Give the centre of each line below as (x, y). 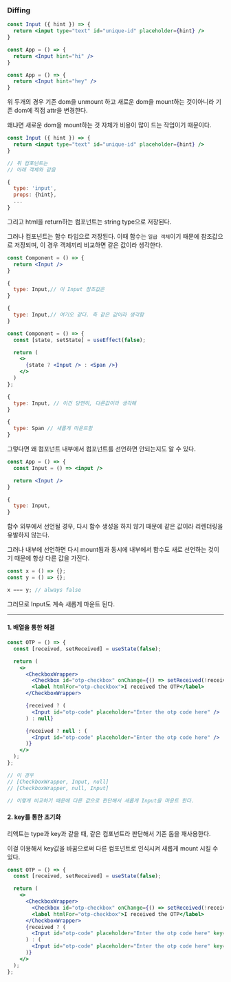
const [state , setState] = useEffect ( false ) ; (80, 340)
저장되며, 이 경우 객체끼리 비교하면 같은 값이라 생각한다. (88, 245)
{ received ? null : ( (56, 731)
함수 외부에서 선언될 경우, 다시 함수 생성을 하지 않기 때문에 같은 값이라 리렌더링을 (115, 526)
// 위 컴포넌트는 (27, 163)
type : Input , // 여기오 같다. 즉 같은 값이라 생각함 (79, 315)
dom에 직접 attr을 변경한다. (51, 110)
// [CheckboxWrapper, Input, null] (58, 782)
